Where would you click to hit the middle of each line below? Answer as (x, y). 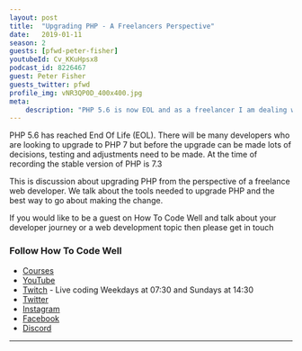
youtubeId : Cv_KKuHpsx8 (54, 59)
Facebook (41, 318)
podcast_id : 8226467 (48, 68)
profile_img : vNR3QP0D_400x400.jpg (76, 93)
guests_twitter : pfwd (50, 85)
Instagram (41, 309)
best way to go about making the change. (86, 201)
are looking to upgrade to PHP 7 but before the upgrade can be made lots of (151, 145)
